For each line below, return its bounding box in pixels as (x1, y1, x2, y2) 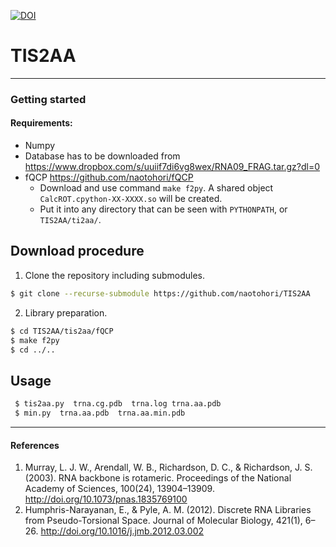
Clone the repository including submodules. (24, 269, 206, 281)
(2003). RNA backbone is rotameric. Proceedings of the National (24, 472, 292, 484)
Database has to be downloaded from (24, 150, 181, 162)
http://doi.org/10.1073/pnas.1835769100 (24, 493, 188, 505)
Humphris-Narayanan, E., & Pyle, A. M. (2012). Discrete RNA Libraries (24, 504, 312, 516)
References (10, 439, 60, 451)
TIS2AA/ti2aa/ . (39, 214, 102, 226)
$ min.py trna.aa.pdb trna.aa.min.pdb (14, 408, 186, 419)
